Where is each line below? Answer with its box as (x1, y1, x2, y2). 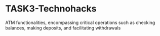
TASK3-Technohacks (5, 3, 97, 14)
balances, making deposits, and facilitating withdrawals (5, 24, 121, 30)
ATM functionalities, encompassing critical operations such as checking (5, 19, 155, 25)
